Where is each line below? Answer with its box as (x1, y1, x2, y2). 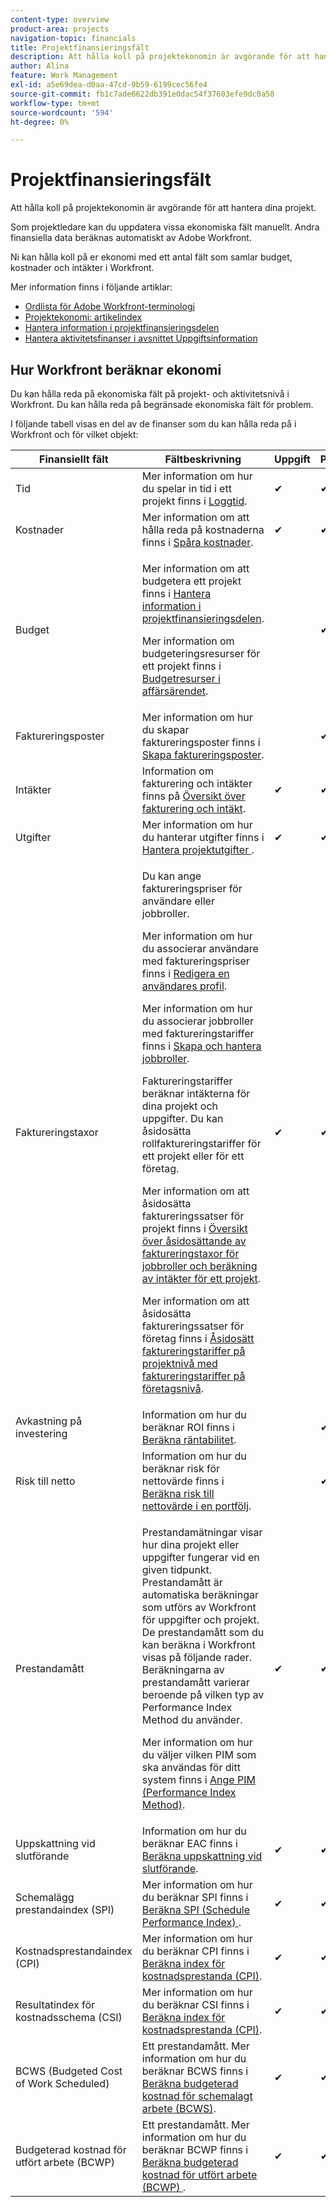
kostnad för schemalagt (141, 2089, 253, 2103)
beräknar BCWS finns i (141, 2064, 249, 2078)
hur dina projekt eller (141, 1538, 240, 1551)
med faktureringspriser (141, 954, 250, 968)
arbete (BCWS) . (141, 2102, 217, 2115)
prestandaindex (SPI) (15, 1903, 115, 1916)
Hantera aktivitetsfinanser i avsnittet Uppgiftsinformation (24, 332, 258, 345)
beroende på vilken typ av (141, 1688, 265, 1701)
